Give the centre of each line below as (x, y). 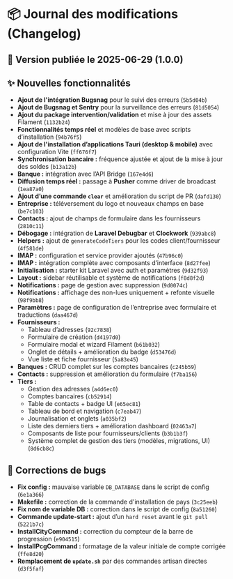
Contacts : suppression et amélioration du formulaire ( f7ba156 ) (107, 374)
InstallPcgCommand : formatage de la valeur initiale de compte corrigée (121, 546)
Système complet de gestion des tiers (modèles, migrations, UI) (119, 441)
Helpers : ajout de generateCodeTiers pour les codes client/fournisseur (119, 241)
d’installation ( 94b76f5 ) (49, 137)
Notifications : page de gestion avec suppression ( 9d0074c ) (103, 285)
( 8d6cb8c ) (41, 449)
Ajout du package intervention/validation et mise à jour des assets (114, 115)
